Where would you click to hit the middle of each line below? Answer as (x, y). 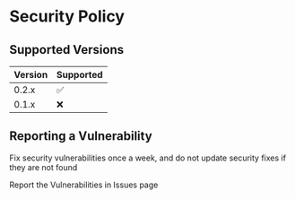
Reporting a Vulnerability (81, 136)
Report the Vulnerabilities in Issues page (84, 185)
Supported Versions (66, 50)
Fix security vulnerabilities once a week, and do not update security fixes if (148, 158)
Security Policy (67, 17)
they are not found (43, 167)
